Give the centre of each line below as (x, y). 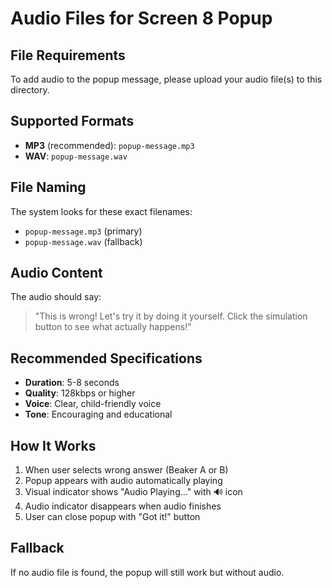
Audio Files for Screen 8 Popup (141, 18)
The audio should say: (56, 297)
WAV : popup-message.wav (76, 156)
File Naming (48, 187)
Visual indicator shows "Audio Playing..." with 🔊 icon (133, 492)
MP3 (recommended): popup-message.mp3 (109, 145)
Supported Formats (72, 121)
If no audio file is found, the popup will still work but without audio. (147, 572)
